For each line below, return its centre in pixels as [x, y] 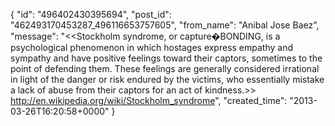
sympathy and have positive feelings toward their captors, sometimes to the [166, 58]
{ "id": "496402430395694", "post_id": [91, 14]
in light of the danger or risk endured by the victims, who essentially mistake [167, 79]
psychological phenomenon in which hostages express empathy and [152, 47]
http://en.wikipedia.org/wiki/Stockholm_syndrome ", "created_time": [149, 100]
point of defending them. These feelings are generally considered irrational [165, 68]
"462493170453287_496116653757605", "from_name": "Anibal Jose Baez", [165, 25]
